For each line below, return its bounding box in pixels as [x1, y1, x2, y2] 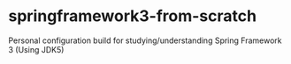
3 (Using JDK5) [8, 44, 65, 54]
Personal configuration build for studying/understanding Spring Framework [8, 35, 282, 46]
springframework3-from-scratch [8, 6, 257, 26]
